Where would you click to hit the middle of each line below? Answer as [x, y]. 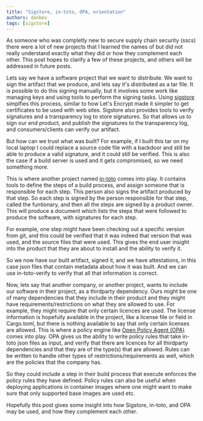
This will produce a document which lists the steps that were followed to [96, 211]
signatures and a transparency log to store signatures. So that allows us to [99, 116]
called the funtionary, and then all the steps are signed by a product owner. [100, 204]
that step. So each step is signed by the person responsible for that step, [97, 198]
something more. [28, 167]
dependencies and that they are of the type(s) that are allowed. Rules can [98, 349]
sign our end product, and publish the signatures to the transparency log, [98, 123]
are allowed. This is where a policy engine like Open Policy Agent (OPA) [95, 330]
